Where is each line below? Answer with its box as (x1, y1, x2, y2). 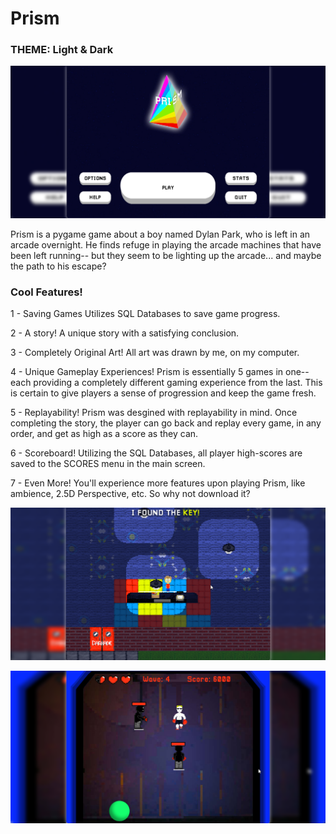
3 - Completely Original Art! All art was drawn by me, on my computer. (10, 347, 300, 359)
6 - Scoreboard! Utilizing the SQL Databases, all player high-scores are (10, 447, 303, 459)
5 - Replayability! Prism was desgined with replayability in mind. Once (10, 407, 298, 419)
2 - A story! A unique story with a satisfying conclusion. (10, 327, 240, 339)
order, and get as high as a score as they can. (10, 428, 199, 440)
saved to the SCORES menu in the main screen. (10, 458, 206, 470)
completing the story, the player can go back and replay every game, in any (10, 417, 322, 429)
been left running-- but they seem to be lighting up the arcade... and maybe (10, 250, 322, 262)
